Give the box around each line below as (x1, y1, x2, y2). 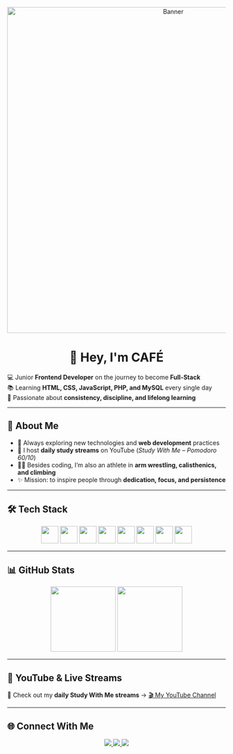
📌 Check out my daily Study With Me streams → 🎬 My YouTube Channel (7, 691, 216, 699)
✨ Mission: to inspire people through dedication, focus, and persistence (17, 475, 226, 483)
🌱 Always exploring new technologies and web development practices (17, 438, 220, 447)
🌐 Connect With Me (7, 720, 94, 732)
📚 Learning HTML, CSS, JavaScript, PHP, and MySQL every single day (7, 383, 213, 392)
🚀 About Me (7, 420, 59, 432)
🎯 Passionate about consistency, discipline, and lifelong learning (7, 393, 196, 401)
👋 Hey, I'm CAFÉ (69, 350, 164, 365)
